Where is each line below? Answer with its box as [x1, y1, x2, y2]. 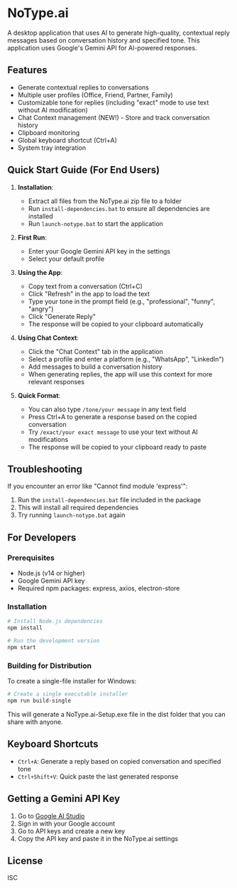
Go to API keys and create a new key [17, 826, 126, 835]
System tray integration [17, 144, 87, 152]
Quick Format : [17, 391, 61, 399]
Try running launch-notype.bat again [17, 511, 126, 519]
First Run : [17, 233, 48, 242]
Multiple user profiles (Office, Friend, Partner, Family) [17, 90, 174, 99]
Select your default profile [28, 254, 105, 263]
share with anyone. [7, 718, 63, 726]
